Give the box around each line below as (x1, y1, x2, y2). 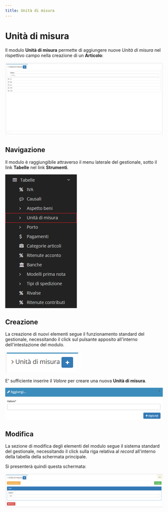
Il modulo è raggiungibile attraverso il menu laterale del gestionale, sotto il (5, 159, 157, 165)
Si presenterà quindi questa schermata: (5, 463, 86, 469)
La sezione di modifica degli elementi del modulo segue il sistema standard (5, 443, 160, 449)
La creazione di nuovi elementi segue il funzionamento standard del (5, 331, 145, 337)
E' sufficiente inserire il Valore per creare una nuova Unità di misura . (5, 378, 146, 384)
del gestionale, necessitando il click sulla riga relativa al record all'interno (5, 448, 156, 454)
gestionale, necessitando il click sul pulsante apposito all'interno (5, 336, 138, 342)
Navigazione (5, 146, 45, 154)
